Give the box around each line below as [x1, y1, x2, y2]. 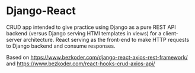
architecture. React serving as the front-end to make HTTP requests [23, 36, 190, 43]
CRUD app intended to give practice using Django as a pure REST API [6, 24, 176, 31]
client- [162, 29, 179, 36]
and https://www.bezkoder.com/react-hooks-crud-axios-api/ [6, 60, 155, 67]
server [6, 36, 23, 43]
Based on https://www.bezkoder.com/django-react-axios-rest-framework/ [6, 54, 188, 61]
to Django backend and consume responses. [6, 42, 116, 49]
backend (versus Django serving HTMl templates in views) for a [6, 29, 162, 36]
